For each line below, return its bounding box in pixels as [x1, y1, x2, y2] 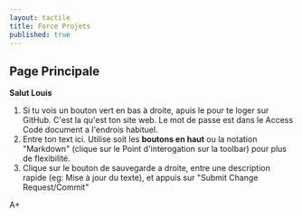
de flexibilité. [22, 153, 71, 164]
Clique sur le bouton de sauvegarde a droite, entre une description [22, 163, 271, 174]
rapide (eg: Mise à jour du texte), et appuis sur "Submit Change [22, 173, 259, 184]
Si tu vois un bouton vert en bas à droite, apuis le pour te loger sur [22, 105, 269, 116]
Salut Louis [9, 88, 52, 99]
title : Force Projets [9, 22, 91, 31]
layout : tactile [9, 13, 71, 23]
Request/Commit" [22, 182, 90, 193]
